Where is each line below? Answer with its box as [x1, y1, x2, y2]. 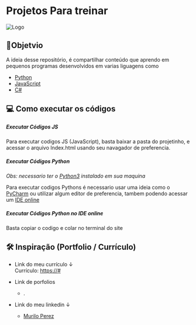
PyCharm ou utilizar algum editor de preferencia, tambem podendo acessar [6, 190, 188, 197]
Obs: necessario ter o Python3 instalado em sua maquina [6, 172, 146, 180]
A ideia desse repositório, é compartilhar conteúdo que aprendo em [6, 56, 170, 63]
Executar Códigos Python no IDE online [6, 209, 104, 216]
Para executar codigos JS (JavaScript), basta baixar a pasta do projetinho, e [6, 138, 190, 145]
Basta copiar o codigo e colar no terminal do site [6, 225, 123, 232]
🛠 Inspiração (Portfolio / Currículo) [6, 242, 136, 252]
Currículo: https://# [14, 267, 61, 274]
